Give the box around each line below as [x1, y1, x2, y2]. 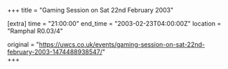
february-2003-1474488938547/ [7, 48, 103, 56]
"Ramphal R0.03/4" [7, 27, 63, 35]
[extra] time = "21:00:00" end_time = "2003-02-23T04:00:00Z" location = [7, 20, 222, 27]
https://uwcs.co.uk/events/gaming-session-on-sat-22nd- [39, 40, 206, 48]
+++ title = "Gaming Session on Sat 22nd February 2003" [7, 6, 174, 14]
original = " [7, 40, 40, 48]
